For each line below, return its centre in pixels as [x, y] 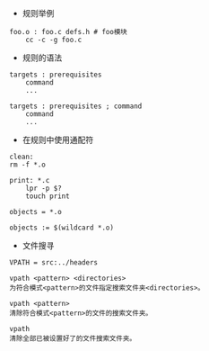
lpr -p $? [44, 188]
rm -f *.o [28, 165]
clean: [22, 157]
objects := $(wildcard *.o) [62, 228]
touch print [48, 196]
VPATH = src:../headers [54, 263]
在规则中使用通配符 [58, 139]
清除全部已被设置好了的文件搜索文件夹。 [73, 338]
